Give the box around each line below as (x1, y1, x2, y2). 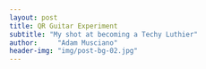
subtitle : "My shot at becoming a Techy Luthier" (9, 30, 199, 39)
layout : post (9, 13, 58, 22)
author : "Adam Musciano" (9, 38, 118, 47)
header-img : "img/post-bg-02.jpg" (9, 47, 139, 56)
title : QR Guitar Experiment (9, 22, 118, 30)
